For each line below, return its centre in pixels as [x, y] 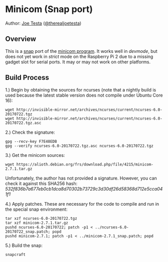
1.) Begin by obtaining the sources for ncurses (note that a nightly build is [81, 90]
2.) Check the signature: [30, 132]
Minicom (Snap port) [49, 9]
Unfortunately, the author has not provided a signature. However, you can [81, 178]
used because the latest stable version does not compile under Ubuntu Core [84, 95]
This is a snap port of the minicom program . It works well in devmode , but [81, 51]
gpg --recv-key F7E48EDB [31, 141]
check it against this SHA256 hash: [41, 183]
